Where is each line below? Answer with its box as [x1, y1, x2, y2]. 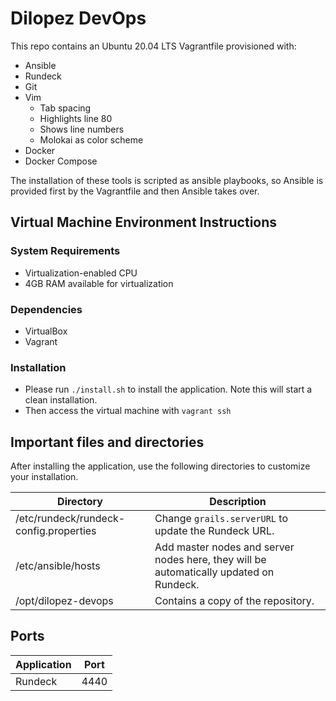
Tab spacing [39, 102, 92, 114]
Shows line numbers [39, 123, 125, 135]
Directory [57, 495, 103, 509]
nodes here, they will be [154, 553, 267, 567]
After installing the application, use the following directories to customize [10, 460, 311, 472]
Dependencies [10, 302, 83, 316]
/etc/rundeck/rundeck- [15, 512, 126, 526]
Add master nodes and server [154, 540, 295, 554]
